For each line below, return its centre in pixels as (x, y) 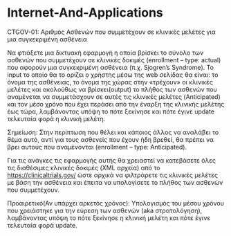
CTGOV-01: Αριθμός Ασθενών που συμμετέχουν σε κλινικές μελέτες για (111, 32)
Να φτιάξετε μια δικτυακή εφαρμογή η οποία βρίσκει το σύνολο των (105, 53)
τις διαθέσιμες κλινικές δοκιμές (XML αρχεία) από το (84, 167)
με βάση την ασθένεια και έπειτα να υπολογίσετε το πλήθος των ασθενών (115, 182)
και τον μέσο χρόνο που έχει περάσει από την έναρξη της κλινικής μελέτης (116, 104)
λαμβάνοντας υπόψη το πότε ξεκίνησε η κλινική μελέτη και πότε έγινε (109, 218)
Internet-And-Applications (85, 13)
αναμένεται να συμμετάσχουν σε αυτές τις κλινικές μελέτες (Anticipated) (114, 97)
